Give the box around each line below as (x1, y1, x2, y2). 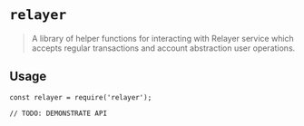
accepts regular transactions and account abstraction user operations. (31, 43, 296, 53)
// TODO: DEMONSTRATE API (9, 109, 107, 118)
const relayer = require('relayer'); (9, 92, 152, 102)
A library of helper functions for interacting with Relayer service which (31, 33, 295, 44)
